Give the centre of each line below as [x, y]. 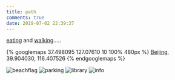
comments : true [25, 18]
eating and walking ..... [34, 41]
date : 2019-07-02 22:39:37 [40, 23]
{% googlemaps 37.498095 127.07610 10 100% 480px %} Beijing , [88, 52]
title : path [21, 12]
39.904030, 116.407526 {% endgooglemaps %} [66, 59]
